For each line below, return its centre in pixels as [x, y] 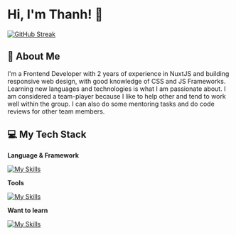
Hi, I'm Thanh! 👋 [55, 15]
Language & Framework [43, 155]
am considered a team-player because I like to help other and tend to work [117, 96]
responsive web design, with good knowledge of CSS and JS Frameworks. [117, 81]
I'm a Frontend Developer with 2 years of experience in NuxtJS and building [118, 73]
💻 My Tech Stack [47, 135]
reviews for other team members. [56, 111]
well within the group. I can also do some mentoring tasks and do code [111, 104]
